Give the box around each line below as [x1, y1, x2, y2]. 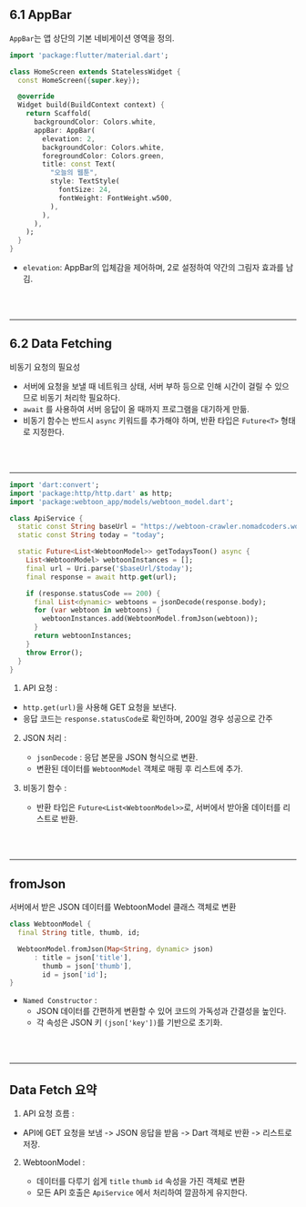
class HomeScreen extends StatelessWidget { [9, 67, 181, 76]
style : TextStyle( [49, 177, 120, 186]
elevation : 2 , [42, 134, 96, 144]
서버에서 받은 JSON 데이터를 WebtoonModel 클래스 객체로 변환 [9, 901, 237, 913]
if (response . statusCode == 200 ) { [25, 589, 161, 598]
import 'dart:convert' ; [9, 480, 100, 490]
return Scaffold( [25, 109, 92, 118]
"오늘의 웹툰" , [49, 168, 98, 177]
